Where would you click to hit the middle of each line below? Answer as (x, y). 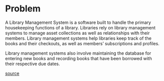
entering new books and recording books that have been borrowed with (79, 58)
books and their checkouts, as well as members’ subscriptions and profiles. (82, 43)
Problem (23, 9)
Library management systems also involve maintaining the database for (78, 53)
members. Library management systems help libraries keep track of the (78, 38)
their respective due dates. (33, 64)
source (12, 73)
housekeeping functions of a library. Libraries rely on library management (80, 27)
